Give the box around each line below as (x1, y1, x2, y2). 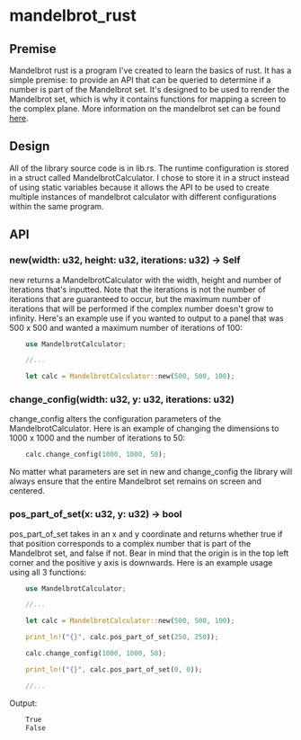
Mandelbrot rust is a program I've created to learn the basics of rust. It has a (9, 65, 292, 76)
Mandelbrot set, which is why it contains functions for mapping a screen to (9, 94, 287, 104)
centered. (9, 486, 45, 496)
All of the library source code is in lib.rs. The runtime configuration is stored (9, 163, 289, 174)
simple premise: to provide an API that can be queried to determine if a (9, 75, 271, 85)
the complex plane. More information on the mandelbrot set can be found (9, 103, 281, 113)
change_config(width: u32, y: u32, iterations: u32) (9, 393, 235, 406)
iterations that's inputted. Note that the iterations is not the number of (9, 284, 267, 295)
